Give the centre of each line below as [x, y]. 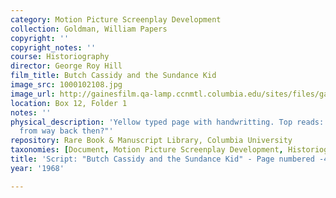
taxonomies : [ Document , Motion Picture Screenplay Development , [147, 150]
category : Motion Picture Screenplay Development [116, 19]
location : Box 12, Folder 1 [69, 103]
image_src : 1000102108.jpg [66, 85]
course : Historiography [60, 57]
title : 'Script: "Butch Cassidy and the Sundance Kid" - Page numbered [162, 159]
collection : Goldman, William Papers [89, 29]
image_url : [33, 94]
